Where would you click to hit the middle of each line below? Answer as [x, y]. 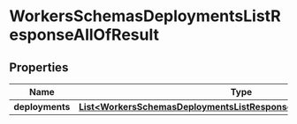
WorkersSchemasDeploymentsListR [145, 16]
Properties [39, 67]
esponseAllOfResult [84, 35]
